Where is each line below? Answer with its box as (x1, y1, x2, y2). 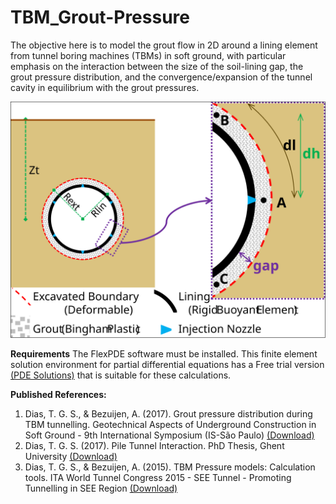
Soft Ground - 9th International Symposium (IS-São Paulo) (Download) (24, 429, 315, 441)
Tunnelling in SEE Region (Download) (24, 482, 178, 494)
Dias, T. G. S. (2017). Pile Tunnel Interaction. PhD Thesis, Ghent (24, 439, 285, 451)
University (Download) (24, 450, 118, 462)
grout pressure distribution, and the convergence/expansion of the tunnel (10, 71, 313, 83)
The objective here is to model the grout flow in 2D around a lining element (10, 39, 318, 51)
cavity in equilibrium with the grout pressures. (10, 81, 200, 93)
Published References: (10, 388, 107, 400)
